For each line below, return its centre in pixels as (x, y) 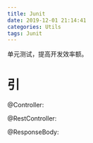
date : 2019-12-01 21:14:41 (47, 20)
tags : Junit (25, 33)
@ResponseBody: (33, 132)
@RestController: (32, 118)
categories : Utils (34, 27)
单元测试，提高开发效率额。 (48, 54)
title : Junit (26, 14)
